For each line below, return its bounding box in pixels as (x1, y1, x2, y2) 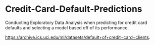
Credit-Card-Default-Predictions (5, 3, 143, 15)
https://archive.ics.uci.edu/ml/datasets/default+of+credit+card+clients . (5, 34, 151, 40)
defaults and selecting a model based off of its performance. (5, 24, 129, 30)
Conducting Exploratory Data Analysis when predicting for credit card (5, 20, 148, 25)
